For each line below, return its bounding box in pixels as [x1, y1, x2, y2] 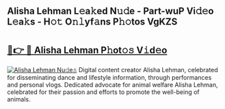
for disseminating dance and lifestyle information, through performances [7, 74, 212, 81]
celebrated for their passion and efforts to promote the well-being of [7, 88, 200, 96]
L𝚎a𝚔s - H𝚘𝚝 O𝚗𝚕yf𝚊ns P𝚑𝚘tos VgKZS [7, 16, 178, 28]
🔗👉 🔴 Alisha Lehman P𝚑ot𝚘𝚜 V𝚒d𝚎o [7, 44, 168, 56]
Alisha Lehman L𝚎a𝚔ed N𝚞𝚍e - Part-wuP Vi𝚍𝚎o [7, 5, 214, 17]
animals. [7, 95, 31, 103]
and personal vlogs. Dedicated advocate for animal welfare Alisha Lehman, [7, 81, 218, 89]
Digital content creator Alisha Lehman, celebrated [78, 66, 219, 74]
